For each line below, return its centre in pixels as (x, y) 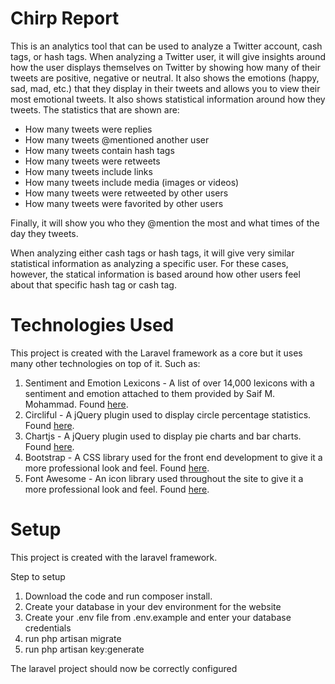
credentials (48, 628)
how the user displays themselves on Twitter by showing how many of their (165, 67)
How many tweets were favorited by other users (124, 203)
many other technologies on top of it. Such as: (105, 363)
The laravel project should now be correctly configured (124, 668)
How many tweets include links (88, 171)
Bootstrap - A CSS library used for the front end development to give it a (173, 457)
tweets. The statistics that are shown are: (95, 109)
